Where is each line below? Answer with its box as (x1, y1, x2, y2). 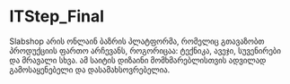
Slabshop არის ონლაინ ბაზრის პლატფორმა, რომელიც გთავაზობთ (9, 36, 265, 46)
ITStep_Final (9, 6, 105, 27)
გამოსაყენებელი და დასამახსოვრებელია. (9, 64, 171, 75)
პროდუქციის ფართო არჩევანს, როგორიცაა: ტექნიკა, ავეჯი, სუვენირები (9, 45, 281, 55)
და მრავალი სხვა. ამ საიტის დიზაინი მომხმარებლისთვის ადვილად (9, 55, 267, 65)
